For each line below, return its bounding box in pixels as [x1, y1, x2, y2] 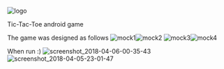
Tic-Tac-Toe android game [7, 20, 84, 28]
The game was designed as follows [7, 33, 110, 42]
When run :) [7, 47, 42, 55]
